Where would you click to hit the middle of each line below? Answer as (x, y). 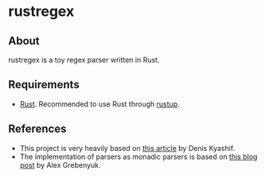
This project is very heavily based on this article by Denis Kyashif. (127, 148)
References (37, 129)
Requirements (44, 85)
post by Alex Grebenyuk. (60, 164)
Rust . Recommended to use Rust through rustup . (100, 104)
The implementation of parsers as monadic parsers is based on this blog (138, 157)
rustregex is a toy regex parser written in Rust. (84, 60)
